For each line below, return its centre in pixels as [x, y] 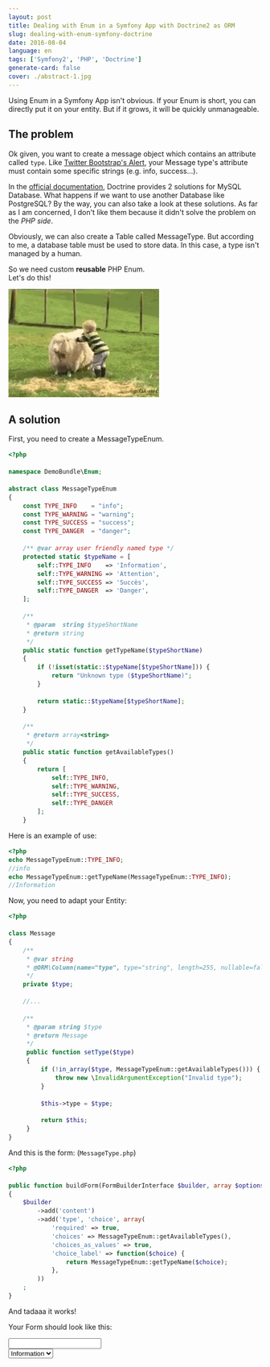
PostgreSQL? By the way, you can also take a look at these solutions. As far [133, 203]
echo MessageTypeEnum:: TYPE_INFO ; [66, 860]
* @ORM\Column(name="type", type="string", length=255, [122, 967]
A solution [35, 419]
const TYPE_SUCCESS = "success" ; [79, 523]
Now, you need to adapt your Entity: [67, 901]
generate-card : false [45, 68]
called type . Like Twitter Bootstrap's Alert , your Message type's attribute [128, 162]
